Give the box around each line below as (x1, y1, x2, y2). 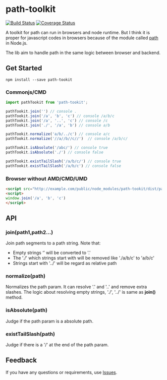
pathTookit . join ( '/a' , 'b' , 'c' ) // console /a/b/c (5, 113, 114, 119)
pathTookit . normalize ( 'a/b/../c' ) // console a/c (5, 131, 111, 137)
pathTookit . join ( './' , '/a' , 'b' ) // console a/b (5, 123, 111, 127)
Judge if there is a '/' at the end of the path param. (5, 342, 109, 348)
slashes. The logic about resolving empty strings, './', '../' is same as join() (5, 289, 156, 295)
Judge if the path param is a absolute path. (5, 318, 94, 324)
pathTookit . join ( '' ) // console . (5, 109, 77, 114)
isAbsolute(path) (5, 307, 48, 314)
